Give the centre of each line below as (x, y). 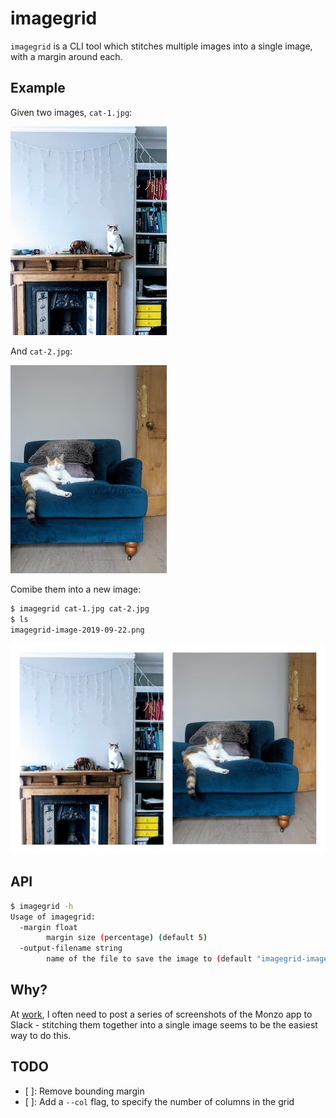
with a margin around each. (66, 56)
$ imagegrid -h (42, 906)
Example (38, 88)
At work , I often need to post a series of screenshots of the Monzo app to (161, 1014)
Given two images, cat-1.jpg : (71, 112)
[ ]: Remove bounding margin (84, 1091)
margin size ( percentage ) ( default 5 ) (127, 938)
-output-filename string (71, 948)
